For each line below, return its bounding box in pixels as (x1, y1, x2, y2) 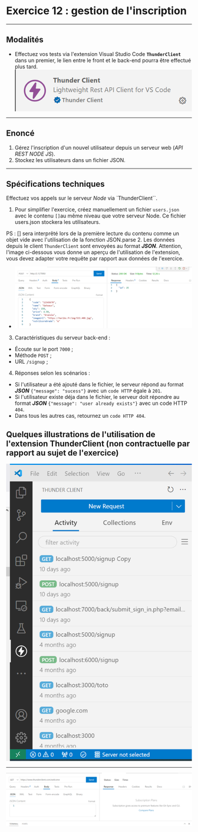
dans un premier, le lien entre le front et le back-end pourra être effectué (14, 57, 192, 64)
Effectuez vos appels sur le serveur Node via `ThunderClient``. (6, 194, 158, 202)
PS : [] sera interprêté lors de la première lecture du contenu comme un (6, 230, 180, 237)
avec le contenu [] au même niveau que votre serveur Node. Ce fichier (14, 212, 186, 219)
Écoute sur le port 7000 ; (14, 346, 74, 353)
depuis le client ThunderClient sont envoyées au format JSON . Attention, (6, 243, 183, 250)
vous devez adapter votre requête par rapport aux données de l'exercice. (6, 255, 184, 262)
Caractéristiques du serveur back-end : (14, 334, 111, 341)
